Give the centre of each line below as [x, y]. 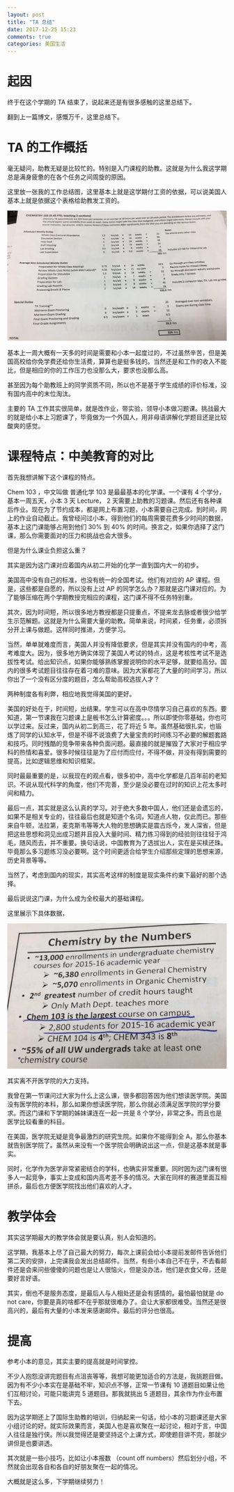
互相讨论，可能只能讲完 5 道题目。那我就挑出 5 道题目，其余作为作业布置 [118, 1394]
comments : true [29, 37]
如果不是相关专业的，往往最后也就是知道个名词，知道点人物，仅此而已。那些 [117, 816]
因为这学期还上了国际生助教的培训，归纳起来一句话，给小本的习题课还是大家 [117, 1418]
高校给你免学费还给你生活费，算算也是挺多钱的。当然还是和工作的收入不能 [120, 361]
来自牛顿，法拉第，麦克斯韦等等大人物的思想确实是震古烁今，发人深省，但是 [117, 825]
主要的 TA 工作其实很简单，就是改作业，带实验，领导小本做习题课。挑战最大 [117, 408]
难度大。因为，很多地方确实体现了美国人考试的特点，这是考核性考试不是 [117, 653]
